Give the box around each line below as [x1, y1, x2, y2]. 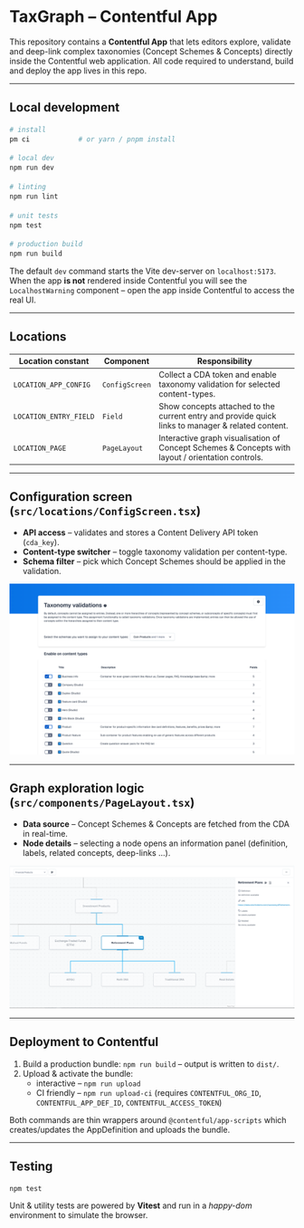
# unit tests [9, 211, 59, 220]
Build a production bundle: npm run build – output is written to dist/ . [22, 1058, 280, 1070]
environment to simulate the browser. [9, 1210, 148, 1221]
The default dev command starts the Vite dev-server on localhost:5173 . [9, 265, 277, 276]
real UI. [9, 294, 36, 305]
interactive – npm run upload [35, 1078, 141, 1089]
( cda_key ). [22, 537, 61, 548]
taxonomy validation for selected [158, 379, 280, 389]
